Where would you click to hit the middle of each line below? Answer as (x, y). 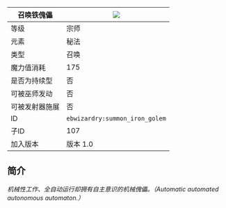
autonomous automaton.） (46, 198)
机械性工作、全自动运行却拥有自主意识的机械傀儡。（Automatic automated (113, 189)
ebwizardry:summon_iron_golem (116, 119)
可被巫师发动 (32, 94)
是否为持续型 (32, 81)
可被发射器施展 (35, 107)
